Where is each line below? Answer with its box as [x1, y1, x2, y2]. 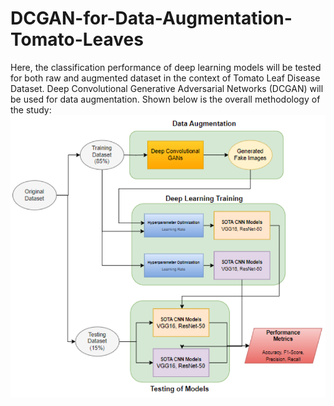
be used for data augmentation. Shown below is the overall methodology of [10, 93, 321, 105]
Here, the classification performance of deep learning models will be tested [10, 61, 322, 73]
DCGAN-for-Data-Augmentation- [10, 7, 293, 30]
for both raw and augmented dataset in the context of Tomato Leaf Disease [10, 72, 321, 84]
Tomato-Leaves [10, 28, 144, 51]
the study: [10, 103, 52, 116]
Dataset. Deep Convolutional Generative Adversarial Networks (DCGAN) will [10, 82, 324, 94]
